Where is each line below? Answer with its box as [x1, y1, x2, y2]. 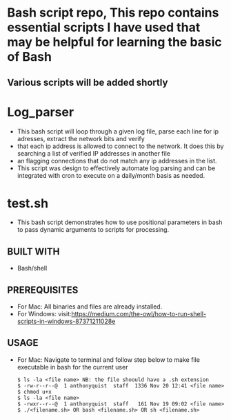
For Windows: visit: [17, 310, 72, 318]
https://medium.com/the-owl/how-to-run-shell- [71, 310, 207, 318]
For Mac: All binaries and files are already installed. [17, 302, 163, 311]
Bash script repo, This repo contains [7, 5, 219, 21]
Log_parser [7, 104, 74, 120]
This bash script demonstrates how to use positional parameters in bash [17, 218, 223, 226]
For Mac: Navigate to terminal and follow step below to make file [17, 355, 200, 364]
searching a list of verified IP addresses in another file [17, 149, 171, 157]
